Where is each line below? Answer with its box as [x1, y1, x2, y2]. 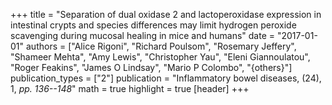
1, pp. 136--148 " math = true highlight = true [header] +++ [10, 83, 250, 94]
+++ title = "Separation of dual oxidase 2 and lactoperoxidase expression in [10, 9, 322, 20]
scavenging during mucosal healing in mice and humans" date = [10, 30, 275, 41]
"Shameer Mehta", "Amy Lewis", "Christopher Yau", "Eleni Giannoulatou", [10, 51, 311, 63]
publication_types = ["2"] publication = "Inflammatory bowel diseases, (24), [10, 72, 322, 84]
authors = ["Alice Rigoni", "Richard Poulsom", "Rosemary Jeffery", [25, 40, 297, 52]
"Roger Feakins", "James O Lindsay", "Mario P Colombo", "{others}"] [10, 62, 293, 73]
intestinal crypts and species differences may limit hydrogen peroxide [10, 19, 297, 31]
